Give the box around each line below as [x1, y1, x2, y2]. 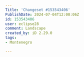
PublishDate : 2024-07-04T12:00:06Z [5, 12, 79, 17]
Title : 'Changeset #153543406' [5, 7, 70, 12]
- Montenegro [5, 40, 32, 45]
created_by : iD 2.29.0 [5, 30, 52, 35]
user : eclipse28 [5, 21, 39, 26]
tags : [5, 35, 16, 40]
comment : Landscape [5, 26, 46, 31]
